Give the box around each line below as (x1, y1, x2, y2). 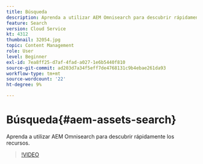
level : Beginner (6, 54, 47, 60)
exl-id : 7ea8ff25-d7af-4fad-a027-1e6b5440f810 (6, 59, 126, 65)
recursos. (6, 139, 30, 147)
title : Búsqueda (6, 8, 47, 15)
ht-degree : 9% (6, 82, 42, 88)
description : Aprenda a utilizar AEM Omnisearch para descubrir (6, 14, 172, 20)
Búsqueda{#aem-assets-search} (6, 113, 176, 127)
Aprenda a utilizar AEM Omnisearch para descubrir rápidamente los (6, 133, 175, 140)
